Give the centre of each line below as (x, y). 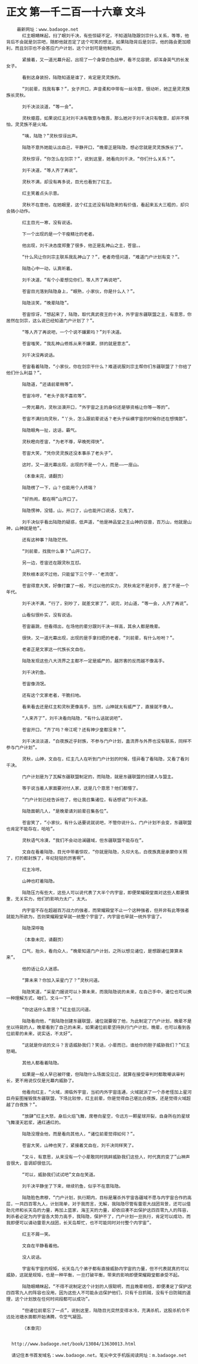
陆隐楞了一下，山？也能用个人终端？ (59, 487)
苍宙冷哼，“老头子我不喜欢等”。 (55, 396)
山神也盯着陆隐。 (40, 881)
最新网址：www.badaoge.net (48, 29)
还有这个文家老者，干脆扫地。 (53, 695)
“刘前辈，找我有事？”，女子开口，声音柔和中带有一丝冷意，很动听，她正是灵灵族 (106, 89)
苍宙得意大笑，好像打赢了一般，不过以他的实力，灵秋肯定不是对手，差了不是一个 (105, 586)
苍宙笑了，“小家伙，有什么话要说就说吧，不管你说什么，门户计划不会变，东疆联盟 (107, 823)
